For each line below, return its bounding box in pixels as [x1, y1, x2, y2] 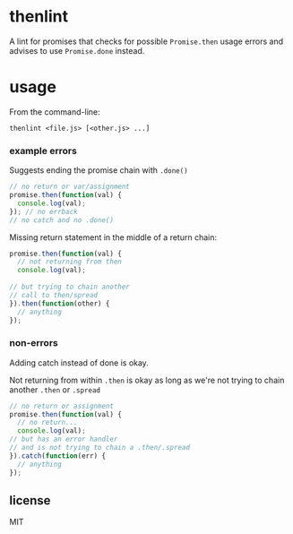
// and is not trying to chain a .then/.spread [9, 444, 191, 452]
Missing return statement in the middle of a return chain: [9, 231, 218, 243]
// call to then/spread [9, 290, 99, 299]
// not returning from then [17, 257, 123, 266]
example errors [9, 144, 78, 157]
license [9, 493, 51, 508]
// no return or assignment [9, 401, 115, 410]
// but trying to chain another [9, 282, 130, 292]
